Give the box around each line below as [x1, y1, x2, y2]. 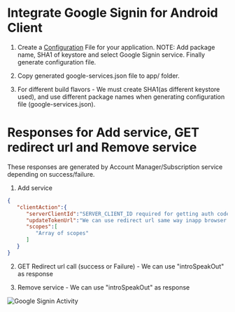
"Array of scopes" [35, 230, 90, 237]
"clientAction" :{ [16, 203, 68, 211]
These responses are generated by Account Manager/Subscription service [7, 163, 223, 171]
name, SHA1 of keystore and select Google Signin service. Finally [17, 50, 205, 59]
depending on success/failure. [7, 170, 95, 178]
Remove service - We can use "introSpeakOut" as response [17, 283, 190, 292]
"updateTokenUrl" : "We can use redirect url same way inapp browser [25, 217, 227, 224]
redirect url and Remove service [7, 140, 197, 156]
